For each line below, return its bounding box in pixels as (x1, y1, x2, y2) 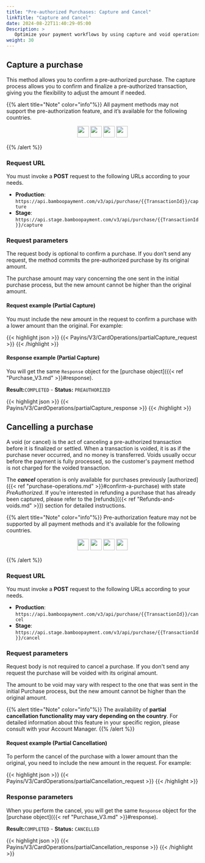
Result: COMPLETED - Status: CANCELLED (6, 825, 99, 833)
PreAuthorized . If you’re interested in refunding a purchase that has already (6, 489, 196, 496)
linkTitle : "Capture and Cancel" (6, 15, 92, 21)
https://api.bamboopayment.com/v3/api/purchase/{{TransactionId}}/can (15, 611, 199, 617)
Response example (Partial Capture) (6, 354, 100, 362)
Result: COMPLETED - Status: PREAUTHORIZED (6, 385, 111, 393)
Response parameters (6, 793, 73, 801)
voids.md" (6, 501, 32, 509)
